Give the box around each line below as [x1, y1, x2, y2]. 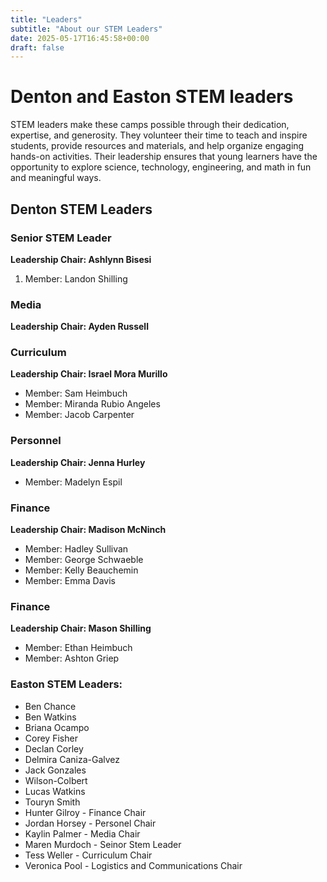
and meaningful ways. [10, 172, 102, 184]
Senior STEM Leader [10, 231, 112, 245]
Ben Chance [24, 700, 77, 712]
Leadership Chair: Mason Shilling [10, 622, 152, 635]
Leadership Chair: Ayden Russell [10, 321, 149, 333]
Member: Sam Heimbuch [24, 387, 128, 400]
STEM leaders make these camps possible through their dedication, [10, 119, 290, 131]
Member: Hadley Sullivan [24, 543, 129, 555]
